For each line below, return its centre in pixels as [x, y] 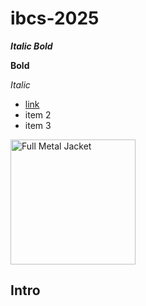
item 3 [38, 125]
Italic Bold [31, 46]
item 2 [38, 114]
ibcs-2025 [55, 18]
